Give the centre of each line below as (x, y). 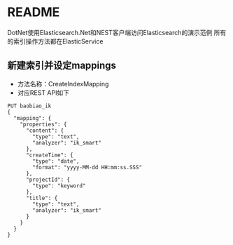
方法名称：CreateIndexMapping (63, 84)
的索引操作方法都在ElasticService (55, 41)
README (34, 12)
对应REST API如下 (43, 93)
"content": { (45, 131)
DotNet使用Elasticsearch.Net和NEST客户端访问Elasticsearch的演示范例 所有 (117, 32)
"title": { (42, 198)
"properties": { (44, 124)
